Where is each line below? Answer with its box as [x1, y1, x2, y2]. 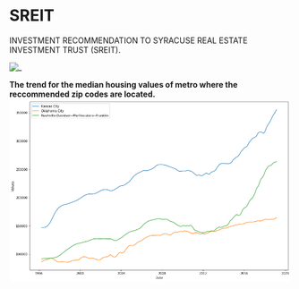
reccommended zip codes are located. [9, 89, 156, 99]
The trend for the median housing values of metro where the [9, 79, 238, 89]
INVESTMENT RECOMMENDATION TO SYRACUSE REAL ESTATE [9, 35, 248, 46]
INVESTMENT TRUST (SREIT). [9, 44, 121, 55]
